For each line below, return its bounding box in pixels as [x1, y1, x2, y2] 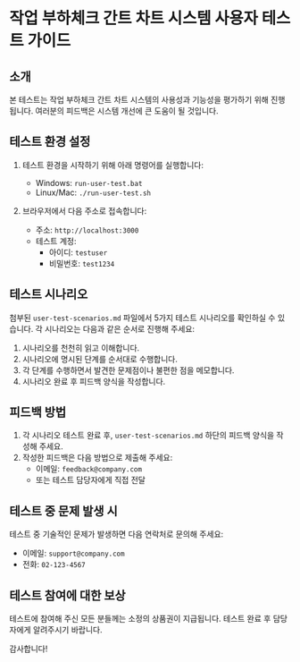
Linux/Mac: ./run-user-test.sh [35, 187, 152, 198]
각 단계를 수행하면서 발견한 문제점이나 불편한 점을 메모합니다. [21, 364, 235, 376]
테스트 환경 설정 [9, 134, 91, 149]
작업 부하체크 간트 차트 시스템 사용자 [9, 8, 259, 29]
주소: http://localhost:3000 [35, 225, 139, 235]
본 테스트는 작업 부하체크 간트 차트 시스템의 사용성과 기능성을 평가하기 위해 [9, 95, 270, 105]
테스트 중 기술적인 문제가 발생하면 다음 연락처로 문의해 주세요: [9, 529, 224, 539]
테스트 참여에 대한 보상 [9, 588, 127, 603]
